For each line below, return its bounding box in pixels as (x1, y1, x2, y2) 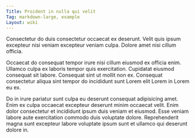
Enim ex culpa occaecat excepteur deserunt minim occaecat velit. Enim (6, 102, 179, 109)
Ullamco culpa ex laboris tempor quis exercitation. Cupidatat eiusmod (6, 65, 174, 73)
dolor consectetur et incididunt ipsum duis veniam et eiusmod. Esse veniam (6, 108, 189, 115)
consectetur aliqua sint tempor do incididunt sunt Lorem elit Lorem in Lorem (6, 78, 190, 85)
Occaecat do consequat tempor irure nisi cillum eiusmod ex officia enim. (6, 59, 181, 66)
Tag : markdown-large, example (6, 14, 80, 20)
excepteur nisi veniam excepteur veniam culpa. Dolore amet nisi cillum (6, 42, 176, 49)
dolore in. (6, 126, 29, 133)
